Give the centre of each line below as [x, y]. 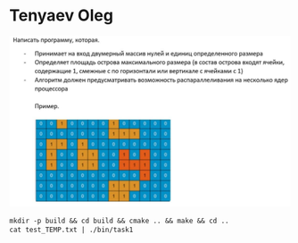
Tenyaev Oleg [62, 16]
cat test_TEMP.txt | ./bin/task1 [71, 230]
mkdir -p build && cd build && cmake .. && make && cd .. [119, 221]
